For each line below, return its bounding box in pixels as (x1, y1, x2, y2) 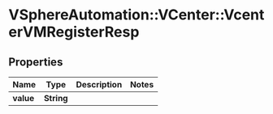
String (43, 93, 68, 103)
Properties (8, 55, 63, 69)
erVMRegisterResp (8, 23, 140, 41)
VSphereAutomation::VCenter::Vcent (8, 6, 265, 24)
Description (76, 79, 123, 90)
